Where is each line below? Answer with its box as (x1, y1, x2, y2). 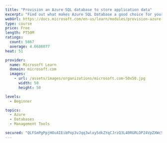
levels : (5, 94, 21, 99)
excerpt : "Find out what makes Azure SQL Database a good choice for (5, 12, 153, 17)
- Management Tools (9, 122, 50, 127)
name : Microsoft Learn (9, 62, 57, 67)
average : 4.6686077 (9, 44, 50, 49)
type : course (5, 21, 32, 26)
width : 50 (18, 81, 39, 86)
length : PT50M (5, 30, 35, 35)
